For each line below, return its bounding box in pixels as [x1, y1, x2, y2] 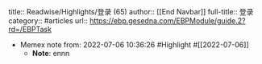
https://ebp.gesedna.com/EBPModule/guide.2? [89, 16, 246, 26]
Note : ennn [31, 49, 70, 58]
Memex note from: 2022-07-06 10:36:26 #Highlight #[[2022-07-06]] [19, 40, 249, 50]
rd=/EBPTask [8, 25, 52, 34]
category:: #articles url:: [8, 16, 89, 26]
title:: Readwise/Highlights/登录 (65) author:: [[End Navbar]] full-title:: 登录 [8, 7, 254, 16]
